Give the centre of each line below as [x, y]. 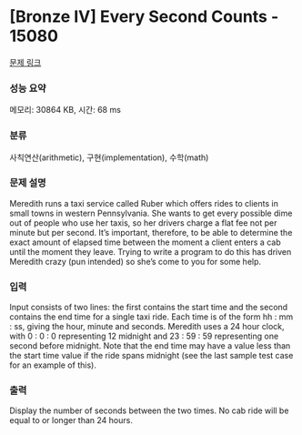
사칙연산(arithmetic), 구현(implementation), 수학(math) [109, 157]
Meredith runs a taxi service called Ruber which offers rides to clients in [144, 203]
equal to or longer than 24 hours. [71, 420]
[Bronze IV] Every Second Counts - [144, 17]
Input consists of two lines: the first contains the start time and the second [149, 308]
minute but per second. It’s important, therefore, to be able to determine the [151, 232]
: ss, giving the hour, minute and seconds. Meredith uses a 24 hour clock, [147, 327]
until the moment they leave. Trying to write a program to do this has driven [151, 251]
